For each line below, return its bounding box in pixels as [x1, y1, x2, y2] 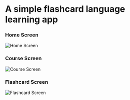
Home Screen [5, 32, 39, 38]
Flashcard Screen [5, 78, 48, 85]
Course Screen [5, 55, 42, 62]
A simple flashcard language [5, 3, 126, 15]
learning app [5, 14, 58, 25]
